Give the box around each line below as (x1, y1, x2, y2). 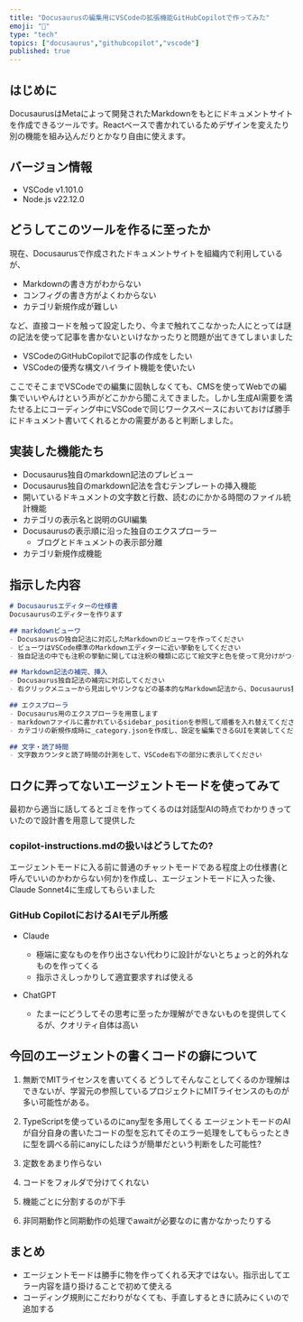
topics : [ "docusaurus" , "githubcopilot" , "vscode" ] (9, 38, 200, 48)
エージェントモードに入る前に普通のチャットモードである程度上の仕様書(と (9, 862, 289, 873)
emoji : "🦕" (9, 22, 50, 31)
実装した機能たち (9, 443, 105, 458)
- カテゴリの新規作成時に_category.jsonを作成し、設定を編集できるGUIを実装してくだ (9, 726, 294, 735)
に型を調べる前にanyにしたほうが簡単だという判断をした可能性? (22, 1138, 262, 1149)
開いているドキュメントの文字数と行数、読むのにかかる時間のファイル (22, 492, 284, 503)
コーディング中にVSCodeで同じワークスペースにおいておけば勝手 (48, 403, 291, 414)
